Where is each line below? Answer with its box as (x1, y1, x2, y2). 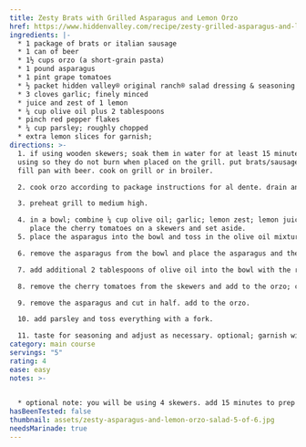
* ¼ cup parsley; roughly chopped (17, 124, 148, 133)
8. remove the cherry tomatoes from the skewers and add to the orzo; (17, 282, 291, 291)
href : (9, 22, 30, 31)
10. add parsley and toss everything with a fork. (17, 315, 214, 324)
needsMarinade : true (9, 424, 88, 433)
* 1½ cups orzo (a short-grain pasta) (17, 56, 166, 65)
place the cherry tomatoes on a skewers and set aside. (29, 224, 247, 234)
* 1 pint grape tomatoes (17, 73, 112, 82)
